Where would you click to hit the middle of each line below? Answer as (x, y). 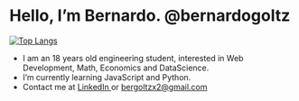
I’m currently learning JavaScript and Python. (107, 77)
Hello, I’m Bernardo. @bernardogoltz (150, 16)
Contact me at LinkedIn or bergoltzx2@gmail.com (115, 87)
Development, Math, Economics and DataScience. (116, 68)
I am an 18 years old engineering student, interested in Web (133, 58)
